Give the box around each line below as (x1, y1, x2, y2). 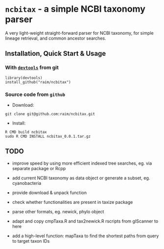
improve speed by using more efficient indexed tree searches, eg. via (12, 160, 152, 166)
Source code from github (5, 91, 65, 98)
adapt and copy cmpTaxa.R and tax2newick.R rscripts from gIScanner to (12, 218, 159, 224)
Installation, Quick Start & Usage (5, 50, 106, 58)
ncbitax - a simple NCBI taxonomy (5, 3, 146, 15)
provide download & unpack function (12, 190, 87, 196)
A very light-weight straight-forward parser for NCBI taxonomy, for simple (5, 30, 154, 36)
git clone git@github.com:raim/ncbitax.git (5, 111, 95, 116)
